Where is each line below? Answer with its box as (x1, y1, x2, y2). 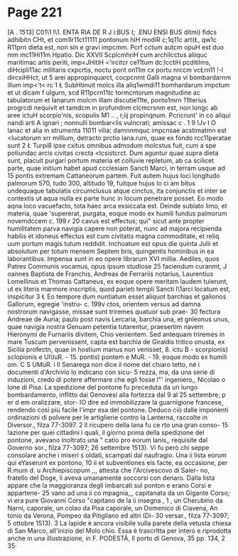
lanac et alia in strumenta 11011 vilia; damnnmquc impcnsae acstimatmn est (7, 126, 227, 134)
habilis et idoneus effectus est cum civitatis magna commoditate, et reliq (7, 232, 220, 240)
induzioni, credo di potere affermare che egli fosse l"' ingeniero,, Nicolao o (7, 375, 226, 384)
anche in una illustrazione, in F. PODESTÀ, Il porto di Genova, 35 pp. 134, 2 (7, 534, 226, 542)
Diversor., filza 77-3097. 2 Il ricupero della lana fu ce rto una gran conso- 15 (7, 420, 229, 429)
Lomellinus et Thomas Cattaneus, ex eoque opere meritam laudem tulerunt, (7, 277, 229, 285)
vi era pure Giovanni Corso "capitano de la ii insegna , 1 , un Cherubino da (7, 496, 223, 505)
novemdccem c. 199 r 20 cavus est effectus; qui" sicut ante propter (7, 216, 205, 225)
